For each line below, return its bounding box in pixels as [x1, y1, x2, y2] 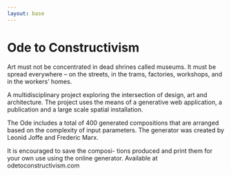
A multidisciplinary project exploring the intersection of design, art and [7, 90, 208, 99]
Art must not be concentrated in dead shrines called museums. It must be [7, 63, 217, 71]
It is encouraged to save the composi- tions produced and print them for [7, 146, 212, 155]
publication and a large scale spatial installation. [7, 105, 143, 114]
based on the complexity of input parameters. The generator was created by [7, 125, 225, 134]
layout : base [7, 10, 45, 17]
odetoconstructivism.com [7, 161, 80, 169]
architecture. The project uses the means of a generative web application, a [7, 98, 223, 106]
